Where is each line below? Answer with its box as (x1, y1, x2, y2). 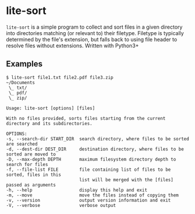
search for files (6, 161, 48, 167)
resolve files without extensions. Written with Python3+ (6, 42, 139, 49)
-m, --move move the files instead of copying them (6, 192, 179, 198)
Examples (6, 59, 43, 69)
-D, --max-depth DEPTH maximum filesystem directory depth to (6, 156, 176, 162)
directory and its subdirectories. (6, 120, 93, 126)
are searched (6, 141, 38, 147)
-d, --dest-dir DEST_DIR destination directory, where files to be (6, 146, 184, 152)
